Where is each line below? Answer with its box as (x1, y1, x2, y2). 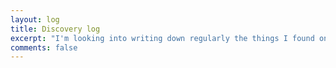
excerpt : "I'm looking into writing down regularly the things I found (10, 33, 315, 43)
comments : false (10, 42, 78, 53)
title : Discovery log (10, 24, 101, 34)
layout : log (10, 14, 60, 25)
